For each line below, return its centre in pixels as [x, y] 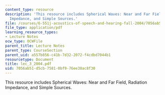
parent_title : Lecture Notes [35, 46]
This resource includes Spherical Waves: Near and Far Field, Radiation [76, 82]
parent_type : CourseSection [34, 50]
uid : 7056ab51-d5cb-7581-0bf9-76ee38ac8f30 [50, 69]
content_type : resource [29, 9]
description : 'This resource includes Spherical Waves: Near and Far [78, 14]
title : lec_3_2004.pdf [28, 64]
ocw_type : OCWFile [24, 41]
